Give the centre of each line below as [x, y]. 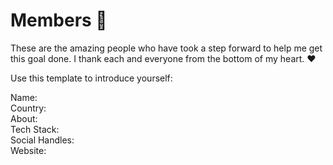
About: [24, 118]
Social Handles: [42, 140]
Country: [28, 108]
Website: [28, 150]
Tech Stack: [35, 129]
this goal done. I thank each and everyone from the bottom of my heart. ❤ [163, 58]
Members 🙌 [59, 20]
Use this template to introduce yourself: [91, 78]
